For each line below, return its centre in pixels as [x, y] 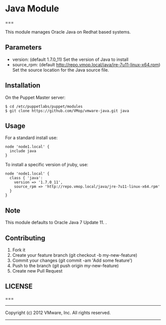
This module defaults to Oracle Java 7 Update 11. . [56, 223]
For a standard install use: [31, 138]
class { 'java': [26, 178]
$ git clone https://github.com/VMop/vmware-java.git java [67, 111]
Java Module [32, 9]
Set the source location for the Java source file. [61, 70]
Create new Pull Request [37, 271]
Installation [23, 85]
